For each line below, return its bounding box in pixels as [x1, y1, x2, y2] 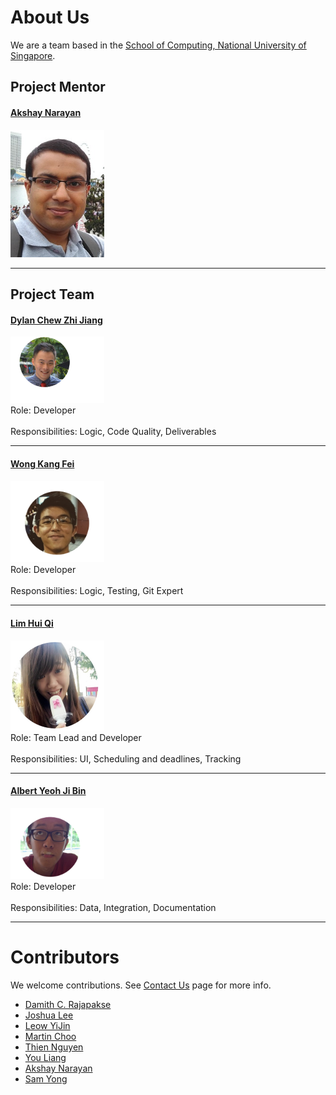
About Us [10, 6, 90, 29]
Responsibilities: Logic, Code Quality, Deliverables [10, 426, 217, 438]
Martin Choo [24, 1030, 77, 1042]
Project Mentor [10, 79, 106, 96]
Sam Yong [24, 1072, 68, 1085]
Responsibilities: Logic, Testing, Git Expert [10, 585, 184, 597]
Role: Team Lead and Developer [10, 731, 142, 743]
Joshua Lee [24, 1009, 74, 1021]
